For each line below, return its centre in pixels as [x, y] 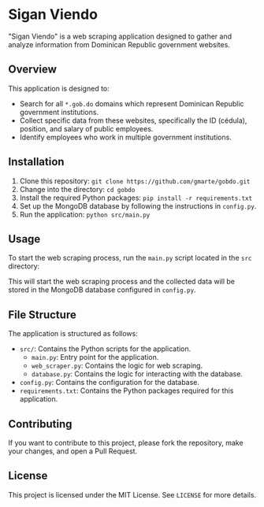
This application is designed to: [59, 88]
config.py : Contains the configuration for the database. [109, 383]
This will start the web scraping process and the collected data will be [121, 282]
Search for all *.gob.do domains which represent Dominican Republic [132, 103]
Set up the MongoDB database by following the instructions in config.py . [138, 205]
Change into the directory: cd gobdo [77, 189]
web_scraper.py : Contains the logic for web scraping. [117, 366]
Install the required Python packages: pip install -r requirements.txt [136, 198]
